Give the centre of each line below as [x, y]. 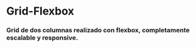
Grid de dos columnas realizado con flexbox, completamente [98, 30]
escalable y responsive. [42, 38]
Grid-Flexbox [40, 11]
